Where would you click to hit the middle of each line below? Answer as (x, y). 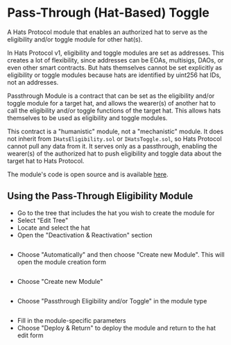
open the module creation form (61, 262)
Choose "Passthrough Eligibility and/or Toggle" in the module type (112, 301)
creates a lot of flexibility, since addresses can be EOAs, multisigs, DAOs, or (115, 60)
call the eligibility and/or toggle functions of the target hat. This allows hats (114, 110)
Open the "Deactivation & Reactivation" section (85, 235)
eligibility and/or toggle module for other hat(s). (75, 39)
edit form (30, 335)
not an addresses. (33, 82)
